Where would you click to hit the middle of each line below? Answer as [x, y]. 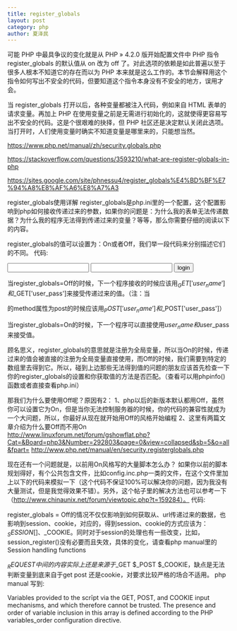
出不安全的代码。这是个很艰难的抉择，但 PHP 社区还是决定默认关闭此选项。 [117, 123]
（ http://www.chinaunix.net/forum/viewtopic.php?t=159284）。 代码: [107, 500]
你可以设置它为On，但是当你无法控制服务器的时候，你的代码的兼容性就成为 [116, 409]
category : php [28, 27]
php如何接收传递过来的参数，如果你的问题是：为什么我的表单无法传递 [121, 211]
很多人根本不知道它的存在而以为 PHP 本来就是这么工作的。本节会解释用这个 [117, 72]
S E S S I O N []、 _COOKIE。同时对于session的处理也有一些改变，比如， [106, 533]
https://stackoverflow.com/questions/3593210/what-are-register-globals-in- [119, 159]
